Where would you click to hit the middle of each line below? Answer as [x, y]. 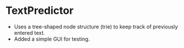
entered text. [29, 32]
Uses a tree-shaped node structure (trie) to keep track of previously [96, 27]
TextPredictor [40, 11]
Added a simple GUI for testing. [52, 39]
